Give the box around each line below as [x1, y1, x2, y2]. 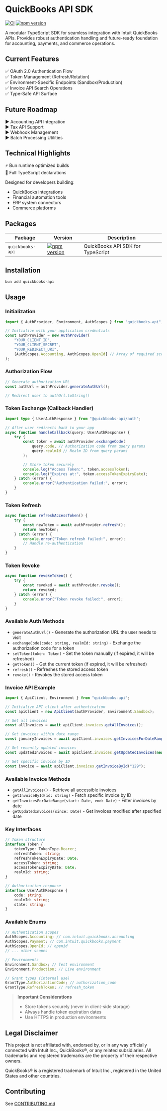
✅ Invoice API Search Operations [5, 85, 73, 91]
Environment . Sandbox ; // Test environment [5, 962, 94, 967]
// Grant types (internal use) [5, 976, 70, 981]
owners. [5, 1058, 22, 1064]
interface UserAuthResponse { [5, 888, 68, 893]
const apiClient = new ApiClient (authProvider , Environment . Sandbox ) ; [5, 709, 155, 714]
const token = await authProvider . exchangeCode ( [23, 439, 126, 444]
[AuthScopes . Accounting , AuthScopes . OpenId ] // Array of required [14, 351, 155, 357]
